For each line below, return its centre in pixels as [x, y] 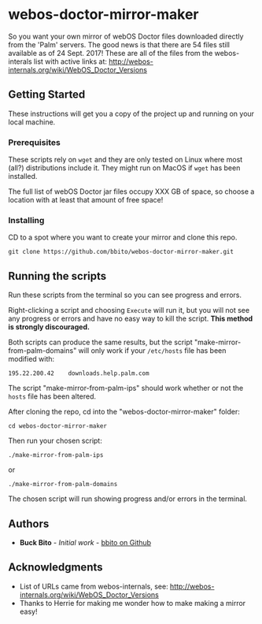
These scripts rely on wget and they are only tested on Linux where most [125, 160]
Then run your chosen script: [55, 441]
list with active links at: [71, 61]
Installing [26, 220]
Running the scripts [57, 276]
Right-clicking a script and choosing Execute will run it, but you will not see [129, 310]
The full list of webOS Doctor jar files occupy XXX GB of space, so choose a [131, 191]
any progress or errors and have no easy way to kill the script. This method [131, 319]
